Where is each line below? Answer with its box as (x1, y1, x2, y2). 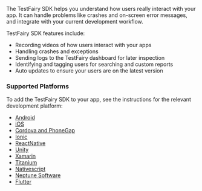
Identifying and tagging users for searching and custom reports (15, 60, 174, 68)
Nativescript (15, 166, 46, 173)
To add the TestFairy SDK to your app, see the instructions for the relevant (6, 96, 192, 103)
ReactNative (15, 140, 46, 147)
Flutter (15, 178, 32, 186)
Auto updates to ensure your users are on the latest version (15, 67, 163, 74)
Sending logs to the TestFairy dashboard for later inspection (15, 54, 165, 61)
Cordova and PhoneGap (15, 127, 76, 134)
